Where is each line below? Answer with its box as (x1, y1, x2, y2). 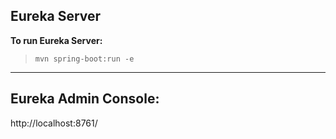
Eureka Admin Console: (10, 90, 160, 108)
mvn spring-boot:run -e (34, 54, 135, 64)
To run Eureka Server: (10, 34, 103, 46)
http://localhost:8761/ (10, 117, 98, 129)
